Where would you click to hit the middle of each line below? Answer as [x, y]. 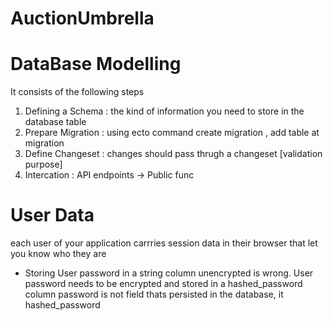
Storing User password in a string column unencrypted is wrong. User [169, 273]
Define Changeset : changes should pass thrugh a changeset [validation [173, 154]
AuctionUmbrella [82, 18]
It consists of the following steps [77, 92]
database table [55, 122]
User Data [52, 215]
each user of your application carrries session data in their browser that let [164, 243]
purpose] [43, 164]
